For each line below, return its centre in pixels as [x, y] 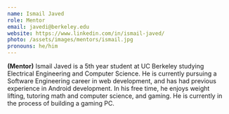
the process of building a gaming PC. [61, 103]
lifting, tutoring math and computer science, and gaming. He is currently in [115, 96]
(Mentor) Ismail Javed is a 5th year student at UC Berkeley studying [106, 66]
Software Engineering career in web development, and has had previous [112, 81]
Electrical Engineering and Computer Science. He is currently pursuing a [112, 73]
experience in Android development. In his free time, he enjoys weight [109, 88]
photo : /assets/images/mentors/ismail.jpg [70, 40]
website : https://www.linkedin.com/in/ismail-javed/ [86, 33]
